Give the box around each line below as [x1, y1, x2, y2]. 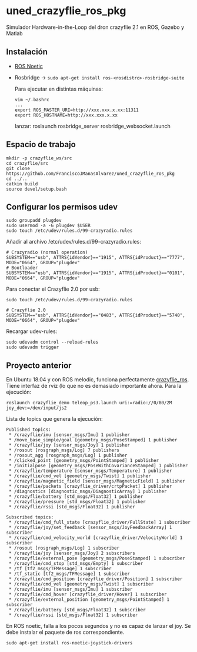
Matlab [6, 29, 23, 36]
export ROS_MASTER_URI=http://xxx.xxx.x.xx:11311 [14, 107, 139, 113]
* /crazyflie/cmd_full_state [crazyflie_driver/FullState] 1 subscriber [8, 520, 191, 525]
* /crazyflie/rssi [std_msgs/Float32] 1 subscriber [8, 612, 138, 618]
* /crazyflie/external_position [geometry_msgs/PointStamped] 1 [8, 597, 169, 603]
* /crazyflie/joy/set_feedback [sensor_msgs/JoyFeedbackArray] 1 [8, 525, 172, 531]
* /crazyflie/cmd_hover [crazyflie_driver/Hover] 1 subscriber [8, 591, 167, 598]
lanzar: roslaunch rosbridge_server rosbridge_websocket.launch [14, 122, 171, 129]
